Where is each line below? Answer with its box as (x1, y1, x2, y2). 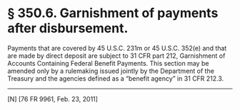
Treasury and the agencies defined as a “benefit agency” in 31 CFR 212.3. (7, 74, 224, 83)
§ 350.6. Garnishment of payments (7, 5, 219, 21)
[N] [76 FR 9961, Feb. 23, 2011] (7, 94, 99, 103)
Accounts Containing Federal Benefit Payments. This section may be (7, 59, 209, 67)
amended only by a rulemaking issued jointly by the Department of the (7, 66, 214, 75)
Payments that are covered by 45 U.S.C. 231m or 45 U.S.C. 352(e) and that (7, 44, 227, 52)
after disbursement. (7, 20, 129, 36)
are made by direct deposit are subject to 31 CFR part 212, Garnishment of (7, 51, 226, 60)
